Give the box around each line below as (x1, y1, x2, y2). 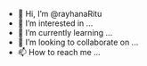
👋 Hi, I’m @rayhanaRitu (17, 9, 102, 19)
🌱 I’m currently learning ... (17, 28, 113, 37)
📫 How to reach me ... (17, 47, 101, 57)
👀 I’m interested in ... (17, 18, 94, 29)
